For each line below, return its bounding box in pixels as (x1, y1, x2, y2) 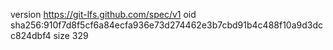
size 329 (53, 30, 89, 41)
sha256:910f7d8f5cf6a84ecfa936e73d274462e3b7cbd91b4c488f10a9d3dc (10, 19, 323, 31)
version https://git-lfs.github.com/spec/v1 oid (10, 9, 197, 20)
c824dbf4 (10, 30, 52, 41)
